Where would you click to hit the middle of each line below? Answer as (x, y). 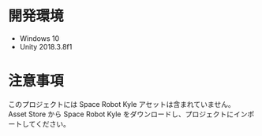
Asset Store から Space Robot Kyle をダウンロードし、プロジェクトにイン (128, 114)
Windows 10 (39, 38)
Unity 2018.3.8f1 (46, 46)
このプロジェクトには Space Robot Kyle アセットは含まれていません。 (122, 104)
